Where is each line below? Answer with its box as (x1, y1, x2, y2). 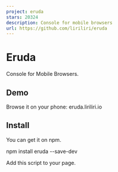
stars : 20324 (6, 14, 39, 20)
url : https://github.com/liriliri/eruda (6, 25, 108, 31)
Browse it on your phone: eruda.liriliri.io (6, 103, 103, 110)
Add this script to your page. (6, 159, 76, 166)
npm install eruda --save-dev (6, 148, 78, 155)
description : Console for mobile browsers (6, 20, 113, 26)
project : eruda (6, 8, 44, 15)
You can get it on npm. (6, 136, 62, 143)
